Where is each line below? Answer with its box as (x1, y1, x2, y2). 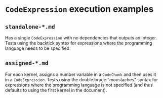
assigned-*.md (5, 60, 48, 67)
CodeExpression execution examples (5, 3, 154, 15)
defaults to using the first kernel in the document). (5, 87, 107, 93)
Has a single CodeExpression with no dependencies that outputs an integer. (5, 35, 157, 40)
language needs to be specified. (5, 45, 71, 51)
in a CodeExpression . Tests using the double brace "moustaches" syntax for (5, 76, 158, 82)
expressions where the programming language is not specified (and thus (5, 82, 153, 88)
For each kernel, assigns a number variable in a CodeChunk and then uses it (5, 71, 157, 77)
